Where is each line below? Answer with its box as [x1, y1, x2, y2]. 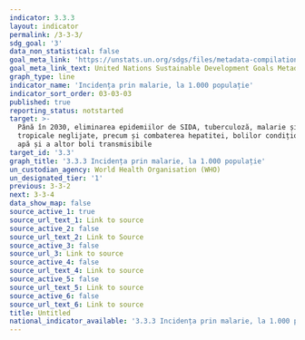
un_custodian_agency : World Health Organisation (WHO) [9, 165, 221, 174]
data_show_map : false [9, 199, 92, 209]
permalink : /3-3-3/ [9, 30, 84, 39]
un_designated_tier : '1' [9, 173, 103, 182]
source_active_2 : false [9, 224, 100, 233]
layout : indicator [9, 22, 79, 31]
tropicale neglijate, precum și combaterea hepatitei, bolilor [17, 131, 261, 141]
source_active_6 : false [9, 291, 100, 300]
